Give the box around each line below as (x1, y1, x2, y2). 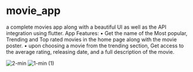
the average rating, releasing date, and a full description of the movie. (6, 48, 175, 55)
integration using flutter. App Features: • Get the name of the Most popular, (6, 29, 188, 36)
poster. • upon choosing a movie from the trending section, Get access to (6, 42, 184, 49)
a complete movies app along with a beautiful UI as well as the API (6, 23, 167, 30)
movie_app (6, 4, 61, 18)
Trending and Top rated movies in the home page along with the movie (6, 36, 177, 43)
